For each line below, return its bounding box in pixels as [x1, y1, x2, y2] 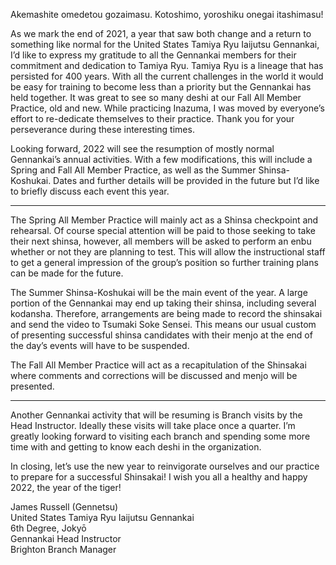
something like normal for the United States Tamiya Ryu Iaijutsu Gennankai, [10, 39, 320, 50]
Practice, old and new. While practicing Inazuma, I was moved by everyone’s [10, 102, 325, 114]
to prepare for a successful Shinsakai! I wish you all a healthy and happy [10, 471, 308, 483]
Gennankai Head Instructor [10, 533, 122, 544]
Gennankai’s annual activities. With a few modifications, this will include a [10, 154, 313, 165]
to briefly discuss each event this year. [10, 185, 170, 197]
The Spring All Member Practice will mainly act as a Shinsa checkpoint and [10, 214, 319, 226]
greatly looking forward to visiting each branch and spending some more [10, 430, 311, 442]
